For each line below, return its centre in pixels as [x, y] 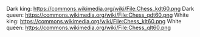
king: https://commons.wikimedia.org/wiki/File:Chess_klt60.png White [94, 21]
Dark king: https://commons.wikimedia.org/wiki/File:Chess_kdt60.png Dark [100, 9]
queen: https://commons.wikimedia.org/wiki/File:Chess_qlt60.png [89, 27]
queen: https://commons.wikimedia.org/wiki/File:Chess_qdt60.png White [98, 15]
